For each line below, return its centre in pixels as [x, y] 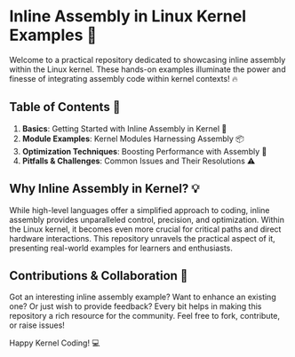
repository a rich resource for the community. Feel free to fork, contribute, [145, 316]
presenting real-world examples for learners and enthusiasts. [121, 248]
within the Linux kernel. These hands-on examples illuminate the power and [147, 69]
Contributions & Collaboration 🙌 [99, 276]
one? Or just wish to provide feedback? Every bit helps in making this [136, 306]
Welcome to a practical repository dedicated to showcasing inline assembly [147, 59]
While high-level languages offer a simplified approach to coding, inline [140, 210]
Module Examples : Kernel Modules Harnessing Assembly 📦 [133, 139]
